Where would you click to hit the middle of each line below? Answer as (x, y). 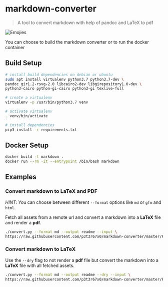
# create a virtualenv (29, 98)
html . (10, 207)
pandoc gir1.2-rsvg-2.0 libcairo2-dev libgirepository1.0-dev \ (73, 84)
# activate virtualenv (29, 111)
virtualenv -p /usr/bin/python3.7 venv (47, 102)
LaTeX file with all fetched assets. (40, 265)
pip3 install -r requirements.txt (41, 130)
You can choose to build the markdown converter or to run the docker (77, 42)
